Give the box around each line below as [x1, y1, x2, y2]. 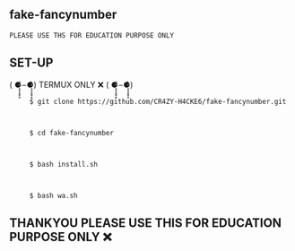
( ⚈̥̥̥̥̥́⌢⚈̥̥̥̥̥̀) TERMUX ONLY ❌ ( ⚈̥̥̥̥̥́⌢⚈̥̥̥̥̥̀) [9, 79, 134, 90]
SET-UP [9, 56, 54, 71]
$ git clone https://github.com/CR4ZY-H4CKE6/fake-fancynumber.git [29, 97, 287, 106]
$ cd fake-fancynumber [29, 128, 115, 137]
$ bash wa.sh [29, 191, 78, 200]
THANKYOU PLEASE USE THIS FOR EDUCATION [9, 215, 282, 231]
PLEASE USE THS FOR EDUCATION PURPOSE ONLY [9, 30, 175, 39]
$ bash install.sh [29, 160, 99, 169]
